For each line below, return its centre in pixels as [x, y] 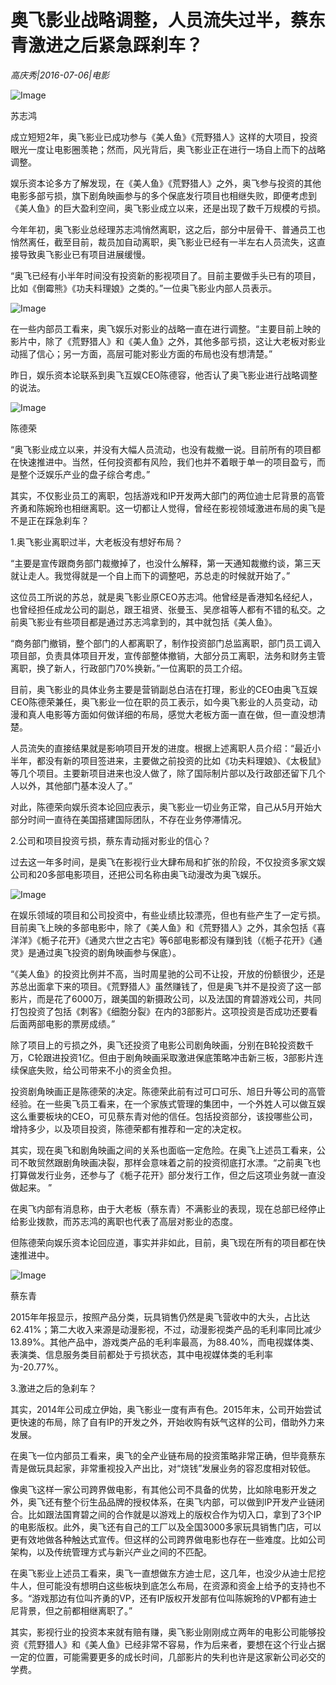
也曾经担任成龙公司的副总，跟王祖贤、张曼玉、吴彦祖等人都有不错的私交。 [163, 609]
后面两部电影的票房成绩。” [63, 1023]
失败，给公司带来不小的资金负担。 [106, 1070]
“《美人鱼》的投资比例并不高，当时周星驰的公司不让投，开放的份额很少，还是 [168, 973]
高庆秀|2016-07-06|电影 [60, 75]
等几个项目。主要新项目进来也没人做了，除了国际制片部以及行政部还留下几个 [168, 773]
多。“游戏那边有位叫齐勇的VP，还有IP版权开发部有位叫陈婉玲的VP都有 [155, 1598]
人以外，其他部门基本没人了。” [71, 785]
